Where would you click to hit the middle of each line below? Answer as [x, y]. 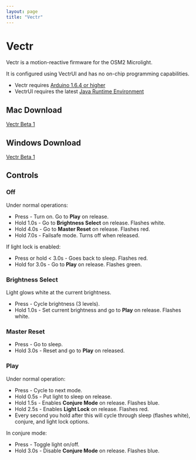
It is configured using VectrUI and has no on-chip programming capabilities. [98, 74]
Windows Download [43, 143]
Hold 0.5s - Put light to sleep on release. [63, 396]
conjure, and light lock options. [52, 421]
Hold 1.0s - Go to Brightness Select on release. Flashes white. [90, 223]
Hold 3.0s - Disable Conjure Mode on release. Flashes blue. [87, 451]
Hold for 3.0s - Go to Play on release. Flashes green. [78, 264]
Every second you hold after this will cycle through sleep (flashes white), [102, 415]
